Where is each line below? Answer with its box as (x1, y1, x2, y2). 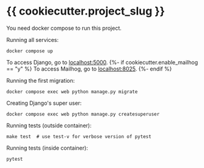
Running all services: (6, 36, 59, 43)
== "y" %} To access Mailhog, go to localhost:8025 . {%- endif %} (6, 65, 172, 72)
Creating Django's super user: (6, 99, 82, 107)
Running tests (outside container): (6, 122, 92, 129)
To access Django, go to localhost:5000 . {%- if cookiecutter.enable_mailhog (6, 58, 199, 66)
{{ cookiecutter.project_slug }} (6, 4, 165, 18)
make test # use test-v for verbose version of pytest (6, 133, 151, 139)
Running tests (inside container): (6, 144, 89, 152)
